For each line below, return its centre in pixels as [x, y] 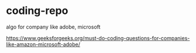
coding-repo [37, 11]
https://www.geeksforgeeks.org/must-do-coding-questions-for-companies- [98, 38]
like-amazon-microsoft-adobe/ [43, 44]
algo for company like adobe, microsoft [53, 27]
